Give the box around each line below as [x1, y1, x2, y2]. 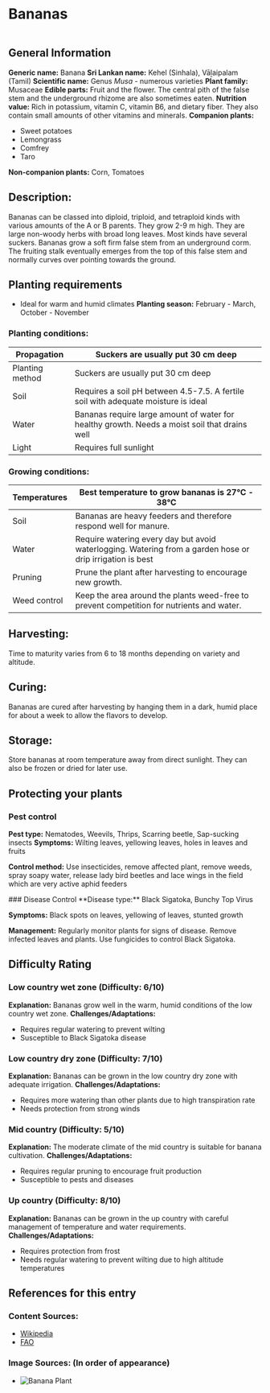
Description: [8, 191, 72, 204]
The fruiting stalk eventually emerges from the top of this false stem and [8, 246, 247, 256]
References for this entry [8, 1287, 137, 1300]
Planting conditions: [8, 328, 89, 339]
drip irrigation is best [75, 553, 154, 564]
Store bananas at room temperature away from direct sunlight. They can [8, 755, 247, 765]
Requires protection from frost [19, 1246, 121, 1255]
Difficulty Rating [8, 958, 92, 971]
